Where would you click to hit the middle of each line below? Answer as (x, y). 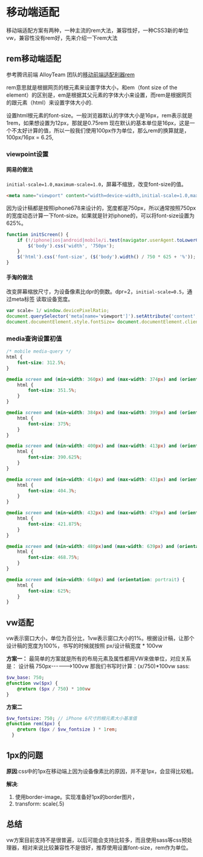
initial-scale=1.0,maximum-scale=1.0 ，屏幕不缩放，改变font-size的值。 (97, 184)
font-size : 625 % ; (50, 591)
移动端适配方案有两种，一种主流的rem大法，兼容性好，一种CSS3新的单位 (98, 30)
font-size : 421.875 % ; (55, 524)
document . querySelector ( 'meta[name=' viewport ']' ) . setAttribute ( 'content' (101, 316)
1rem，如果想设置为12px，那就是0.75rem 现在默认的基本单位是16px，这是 (98, 123)
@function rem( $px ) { (34, 724)
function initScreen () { (37, 234)
